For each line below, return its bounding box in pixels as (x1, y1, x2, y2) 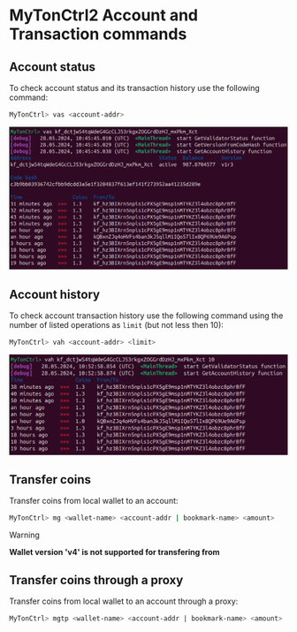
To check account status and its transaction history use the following (9, 83, 261, 93)
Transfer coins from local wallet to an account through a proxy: (9, 596, 239, 606)
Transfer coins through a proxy (9, 572, 184, 588)
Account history (9, 286, 101, 301)
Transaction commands (9, 24, 187, 44)
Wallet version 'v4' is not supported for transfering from (9, 547, 220, 558)
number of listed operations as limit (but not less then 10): (9, 320, 224, 331)
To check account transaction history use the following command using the (9, 310, 284, 321)
